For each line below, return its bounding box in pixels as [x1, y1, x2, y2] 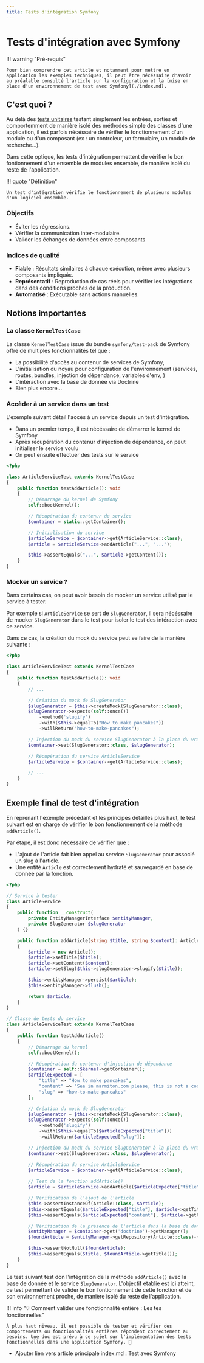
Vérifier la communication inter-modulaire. [15, 229, 121, 237]
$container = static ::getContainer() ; [28, 518, 126, 525]
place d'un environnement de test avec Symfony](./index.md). [6, 83, 167, 89]
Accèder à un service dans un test [6, 400, 109, 408]
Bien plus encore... [15, 384, 63, 392]
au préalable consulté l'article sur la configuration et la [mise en [6, 77, 189, 84]
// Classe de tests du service [6, 1016, 86, 1022]
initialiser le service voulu [15, 445, 79, 452]
